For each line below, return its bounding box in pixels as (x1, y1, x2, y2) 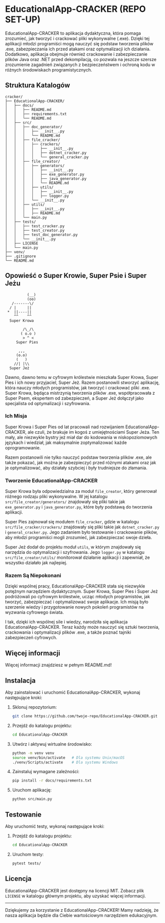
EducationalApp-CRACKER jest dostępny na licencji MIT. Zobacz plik (5, 888, 144, 893)
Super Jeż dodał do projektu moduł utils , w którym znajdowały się (5, 544, 141, 550)
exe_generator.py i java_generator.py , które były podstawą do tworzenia (5, 504, 153, 510)
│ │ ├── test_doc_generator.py (5, 232, 78, 237)
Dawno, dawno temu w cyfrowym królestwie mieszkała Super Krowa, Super (5, 374, 159, 380)
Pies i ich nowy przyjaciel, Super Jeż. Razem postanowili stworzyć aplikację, (5, 379, 160, 385)
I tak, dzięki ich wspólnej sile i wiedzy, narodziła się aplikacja (5, 619, 128, 625)
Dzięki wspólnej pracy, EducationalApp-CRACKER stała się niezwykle (5, 583, 145, 589)
